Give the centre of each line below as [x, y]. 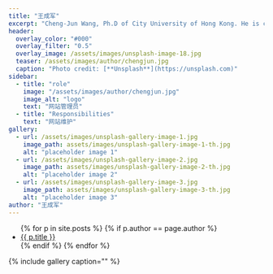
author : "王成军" [36, 205]
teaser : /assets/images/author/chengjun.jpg [92, 62]
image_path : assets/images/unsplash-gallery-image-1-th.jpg [127, 144]
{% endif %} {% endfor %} [65, 246]
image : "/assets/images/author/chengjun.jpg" [102, 91]
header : [22, 31]
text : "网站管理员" [53, 107]
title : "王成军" [34, 16]
